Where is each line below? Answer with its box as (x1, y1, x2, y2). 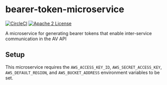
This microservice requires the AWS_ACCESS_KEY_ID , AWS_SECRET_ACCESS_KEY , (5, 64, 162, 70)
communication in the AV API (5, 36, 67, 42)
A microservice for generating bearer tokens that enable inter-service (5, 30, 152, 36)
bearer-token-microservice (5, 4, 124, 15)
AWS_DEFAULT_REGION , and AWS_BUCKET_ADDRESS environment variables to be (5, 69, 160, 75)
